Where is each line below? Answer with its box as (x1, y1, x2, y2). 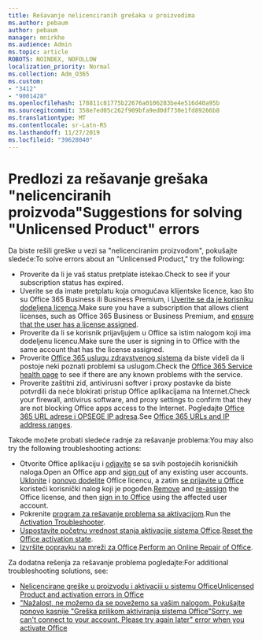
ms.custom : (8, 77, 44, 85)
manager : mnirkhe (8, 33, 65, 42)
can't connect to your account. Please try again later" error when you (19, 615, 245, 624)
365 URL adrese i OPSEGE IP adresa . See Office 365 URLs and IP (19, 412, 230, 421)
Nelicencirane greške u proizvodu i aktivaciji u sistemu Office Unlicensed (19, 582, 254, 591)
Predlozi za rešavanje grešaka (8, 170, 208, 187)
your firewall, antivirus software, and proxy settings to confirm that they (19, 395, 252, 405)
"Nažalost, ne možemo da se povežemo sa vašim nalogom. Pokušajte (19, 598, 245, 608)
